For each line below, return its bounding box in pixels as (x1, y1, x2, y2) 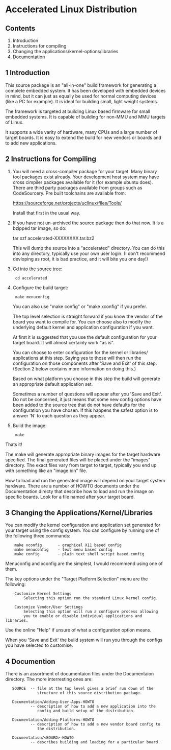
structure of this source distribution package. (37, 691, 142, 696)
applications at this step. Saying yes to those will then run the (12, 355, 141, 361)
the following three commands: (5, 533, 70, 539)
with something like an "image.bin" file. (5, 467, 88, 474)
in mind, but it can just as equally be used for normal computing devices (5, 93, 157, 99)
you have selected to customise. (5, 642, 73, 648)
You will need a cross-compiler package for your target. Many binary (12, 168, 157, 174)
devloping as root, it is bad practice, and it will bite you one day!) (12, 255, 149, 262)
